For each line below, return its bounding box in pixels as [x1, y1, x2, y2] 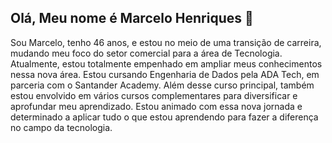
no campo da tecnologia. [10, 121, 113, 133]
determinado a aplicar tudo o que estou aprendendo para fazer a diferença [10, 111, 319, 123]
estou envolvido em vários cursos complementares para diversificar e [10, 89, 298, 101]
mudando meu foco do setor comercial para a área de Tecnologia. [10, 47, 283, 59]
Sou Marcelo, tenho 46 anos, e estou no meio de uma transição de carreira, [10, 36, 322, 48]
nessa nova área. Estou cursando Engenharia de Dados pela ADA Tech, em [10, 68, 320, 80]
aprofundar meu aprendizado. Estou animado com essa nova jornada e [10, 100, 303, 112]
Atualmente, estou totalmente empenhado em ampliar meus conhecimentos [10, 57, 323, 70]
